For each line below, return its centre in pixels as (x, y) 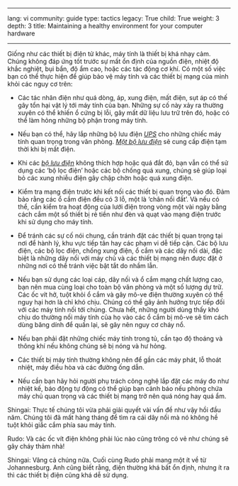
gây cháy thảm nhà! (36, 446)
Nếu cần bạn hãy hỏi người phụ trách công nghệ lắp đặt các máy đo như (123, 381)
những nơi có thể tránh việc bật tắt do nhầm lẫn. (87, 266)
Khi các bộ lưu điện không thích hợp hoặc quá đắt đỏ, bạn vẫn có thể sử (123, 163)
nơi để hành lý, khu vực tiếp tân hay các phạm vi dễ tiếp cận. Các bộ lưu (123, 243)
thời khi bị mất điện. (46, 149)
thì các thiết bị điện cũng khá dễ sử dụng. (68, 475)
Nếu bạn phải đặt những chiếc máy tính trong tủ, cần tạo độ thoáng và (120, 338)
